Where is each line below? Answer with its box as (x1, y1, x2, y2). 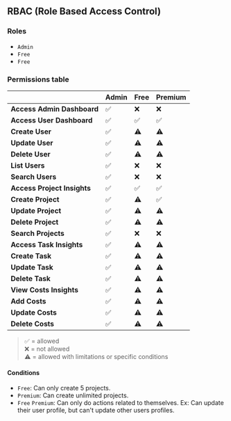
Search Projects (10, 228, 65, 238)
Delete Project (10, 217, 59, 227)
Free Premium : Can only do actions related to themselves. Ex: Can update (17, 399, 224, 407)
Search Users (10, 172, 57, 182)
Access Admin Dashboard (10, 104, 99, 113)
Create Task (10, 251, 52, 260)
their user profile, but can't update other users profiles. (17, 406, 175, 415)
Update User (10, 138, 53, 148)
